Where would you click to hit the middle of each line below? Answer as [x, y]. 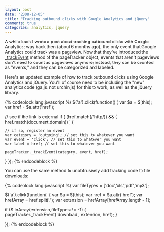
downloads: [17, 176]
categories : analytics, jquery [37, 28]
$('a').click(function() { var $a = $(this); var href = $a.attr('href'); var [74, 195]
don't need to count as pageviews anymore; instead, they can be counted [80, 63]
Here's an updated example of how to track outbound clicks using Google [79, 77]
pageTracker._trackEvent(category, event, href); [57, 152]
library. [12, 93]
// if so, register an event [35, 131]
